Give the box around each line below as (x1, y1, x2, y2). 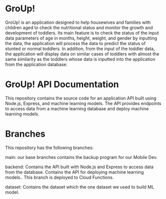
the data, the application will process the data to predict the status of (5, 40, 146, 46)
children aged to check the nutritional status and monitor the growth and (5, 24, 153, 30)
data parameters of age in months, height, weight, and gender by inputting (5, 35, 158, 41)
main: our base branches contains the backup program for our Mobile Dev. (5, 154, 158, 160)
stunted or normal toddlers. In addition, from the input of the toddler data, (5, 46, 155, 51)
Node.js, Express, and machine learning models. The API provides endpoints (5, 100, 162, 106)
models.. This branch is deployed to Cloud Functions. (5, 174, 114, 180)
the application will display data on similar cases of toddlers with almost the (5, 50, 160, 57)
